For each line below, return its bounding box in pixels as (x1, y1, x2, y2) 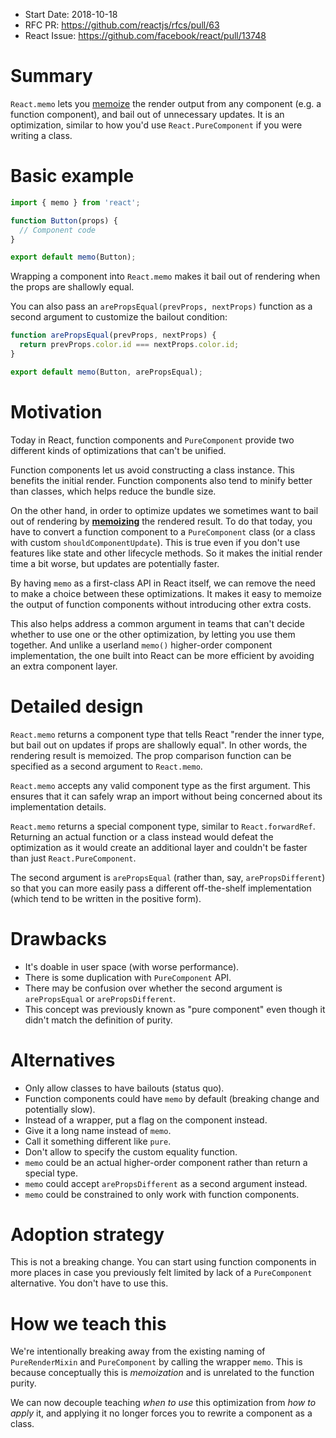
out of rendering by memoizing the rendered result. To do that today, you (10, 515, 313, 527)
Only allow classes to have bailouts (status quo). (24, 1082, 225, 1094)
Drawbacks (10, 927, 107, 950)
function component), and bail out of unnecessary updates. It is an (10, 108, 285, 120)
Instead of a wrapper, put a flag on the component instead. (24, 1114, 268, 1126)
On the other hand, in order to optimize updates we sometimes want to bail (10, 504, 319, 516)
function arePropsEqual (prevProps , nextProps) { (10, 330, 217, 341)
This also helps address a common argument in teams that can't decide (10, 617, 305, 629)
